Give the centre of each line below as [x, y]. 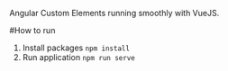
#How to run [32, 30]
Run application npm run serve [78, 57]
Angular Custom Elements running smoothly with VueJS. [114, 13]
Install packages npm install [76, 48]
